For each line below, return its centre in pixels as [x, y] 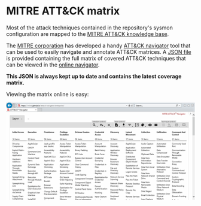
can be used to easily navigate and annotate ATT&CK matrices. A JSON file [99, 51]
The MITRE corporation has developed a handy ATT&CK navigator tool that [98, 46]
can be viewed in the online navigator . [53, 65]
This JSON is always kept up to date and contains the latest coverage [94, 76]
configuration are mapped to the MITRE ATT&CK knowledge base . [88, 34]
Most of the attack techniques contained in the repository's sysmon [90, 28]
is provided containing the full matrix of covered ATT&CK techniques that [96, 58]
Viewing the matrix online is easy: [48, 94]
